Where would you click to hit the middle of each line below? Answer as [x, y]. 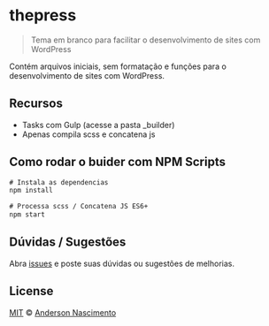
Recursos [36, 104]
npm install [31, 191]
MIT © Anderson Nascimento [63, 312]
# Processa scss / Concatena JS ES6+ [79, 207]
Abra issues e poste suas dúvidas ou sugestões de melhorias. [122, 263]
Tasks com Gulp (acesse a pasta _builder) [98, 125]
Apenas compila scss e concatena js [88, 134]
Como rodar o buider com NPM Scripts [117, 162]
